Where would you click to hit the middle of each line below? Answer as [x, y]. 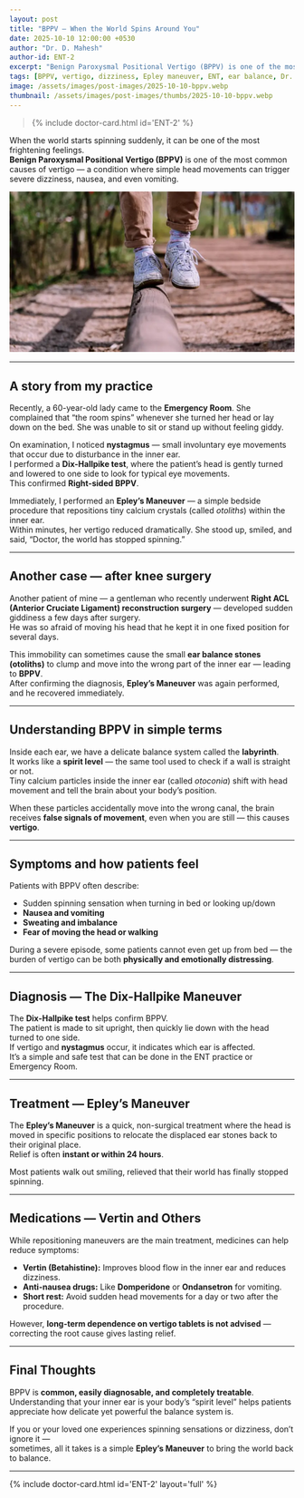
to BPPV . [26, 673]
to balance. [30, 1458]
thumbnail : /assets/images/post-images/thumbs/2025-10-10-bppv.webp [141, 95]
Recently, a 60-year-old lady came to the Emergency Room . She [130, 407]
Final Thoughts [53, 1371]
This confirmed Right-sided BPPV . [74, 483]
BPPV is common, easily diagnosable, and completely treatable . [132, 1392]
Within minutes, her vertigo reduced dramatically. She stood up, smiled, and [151, 530]
